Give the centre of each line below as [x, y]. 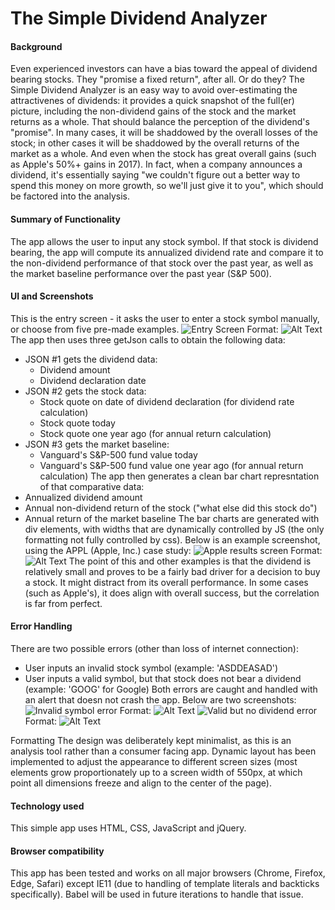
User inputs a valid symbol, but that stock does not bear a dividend [163, 678]
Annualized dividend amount [83, 497]
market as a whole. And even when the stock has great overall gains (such [163, 154]
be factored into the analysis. [70, 196]
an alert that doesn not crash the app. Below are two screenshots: [160, 700]
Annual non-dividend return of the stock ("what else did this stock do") [171, 508]
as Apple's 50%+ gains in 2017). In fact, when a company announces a [156, 164]
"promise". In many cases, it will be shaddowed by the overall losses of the [164, 133]
